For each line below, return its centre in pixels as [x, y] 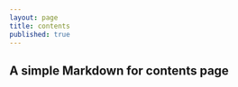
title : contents [40, 26]
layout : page [34, 17]
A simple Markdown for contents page [119, 70]
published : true [40, 34]
